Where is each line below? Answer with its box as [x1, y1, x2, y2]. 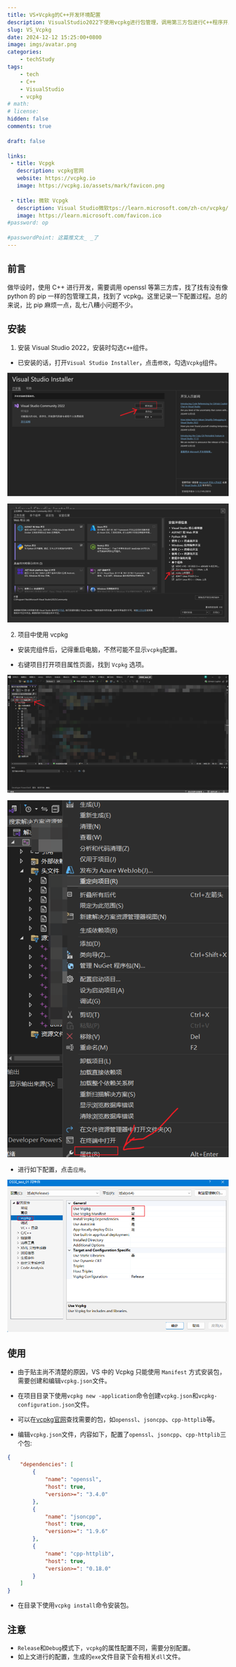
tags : [7, 63, 23, 70]
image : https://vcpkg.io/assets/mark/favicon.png [16, 182, 165, 189]
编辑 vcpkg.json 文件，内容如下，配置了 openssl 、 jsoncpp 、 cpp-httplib [17, 1430, 221, 1438]
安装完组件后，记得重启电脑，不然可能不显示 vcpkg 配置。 [17, 645, 181, 654]
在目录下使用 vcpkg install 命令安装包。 [17, 1601, 133, 1609]
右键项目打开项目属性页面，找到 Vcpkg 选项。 [17, 661, 148, 669]
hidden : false [7, 115, 49, 123]
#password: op [7, 219, 49, 227]
